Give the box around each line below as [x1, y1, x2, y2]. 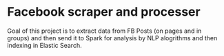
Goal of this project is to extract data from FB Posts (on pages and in [7, 27, 202, 35]
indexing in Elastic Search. [7, 41, 82, 49]
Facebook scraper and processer [7, 4, 201, 20]
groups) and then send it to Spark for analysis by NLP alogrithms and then [7, 33, 218, 42]
